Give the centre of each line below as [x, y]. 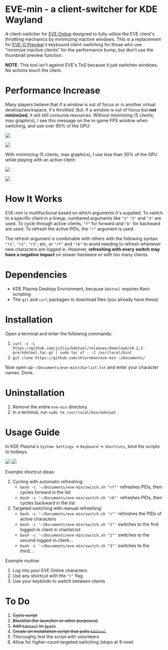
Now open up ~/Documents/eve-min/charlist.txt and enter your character [82, 367]
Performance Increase [53, 91]
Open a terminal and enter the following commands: [59, 334]
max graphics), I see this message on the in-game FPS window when [76, 120]
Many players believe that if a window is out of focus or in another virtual [80, 104]
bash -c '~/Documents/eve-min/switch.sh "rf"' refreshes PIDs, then [91, 487]
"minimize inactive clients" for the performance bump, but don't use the [79, 50]
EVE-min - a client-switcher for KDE [81, 9]
